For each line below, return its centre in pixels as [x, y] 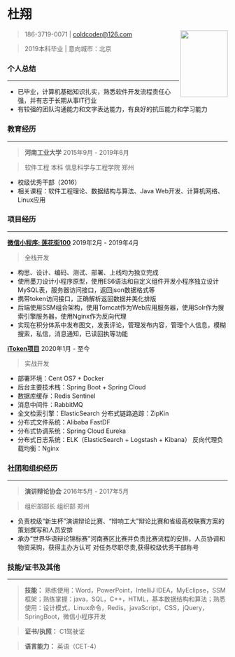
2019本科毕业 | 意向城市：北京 [68, 48]
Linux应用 [31, 200]
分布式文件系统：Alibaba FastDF [64, 422]
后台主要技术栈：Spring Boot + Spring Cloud [81, 387]
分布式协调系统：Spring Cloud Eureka [72, 431]
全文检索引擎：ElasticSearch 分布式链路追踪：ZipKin [93, 413]
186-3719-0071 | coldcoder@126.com [78, 34]
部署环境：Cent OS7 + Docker [61, 378]
